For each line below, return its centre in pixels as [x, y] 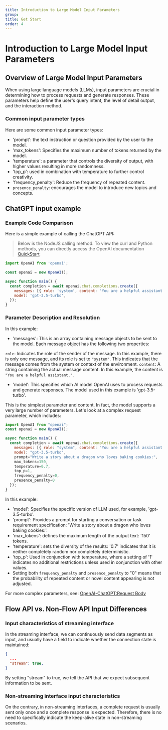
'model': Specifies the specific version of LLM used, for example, [79, 509]
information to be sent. [29, 683]
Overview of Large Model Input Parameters [74, 78]
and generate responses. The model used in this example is [74, 390]
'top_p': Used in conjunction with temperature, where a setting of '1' [82, 557]
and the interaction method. [34, 106]
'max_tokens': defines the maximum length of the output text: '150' [81, 535]
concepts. [23, 193]
